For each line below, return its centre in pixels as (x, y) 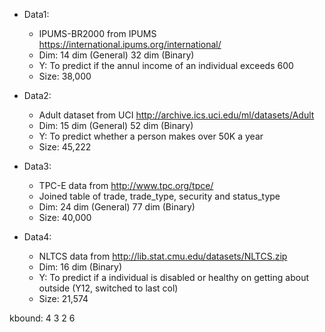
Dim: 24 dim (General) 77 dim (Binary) (117, 207)
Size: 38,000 (65, 76)
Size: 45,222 (65, 147)
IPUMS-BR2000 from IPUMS (97, 33)
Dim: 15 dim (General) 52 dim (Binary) (116, 125)
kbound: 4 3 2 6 (42, 318)
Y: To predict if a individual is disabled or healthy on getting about (173, 277)
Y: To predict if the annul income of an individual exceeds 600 (166, 65)
